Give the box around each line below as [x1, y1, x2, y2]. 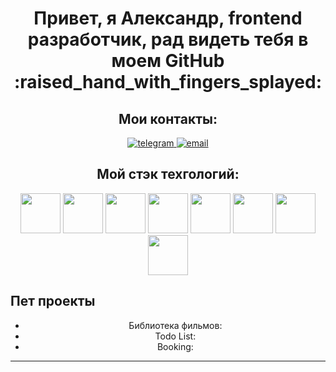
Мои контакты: [118, 110, 218, 127]
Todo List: [154, 330, 197, 342]
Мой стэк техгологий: [96, 166, 240, 183]
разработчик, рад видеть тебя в [27, 28, 309, 51]
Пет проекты [10, 293, 96, 310]
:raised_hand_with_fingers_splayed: [14, 71, 322, 94]
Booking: [156, 340, 194, 352]
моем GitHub [111, 50, 225, 72]
